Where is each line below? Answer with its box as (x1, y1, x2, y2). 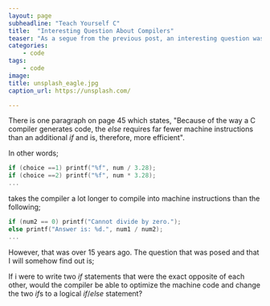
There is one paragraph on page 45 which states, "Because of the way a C (8, 116, 256, 126)
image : (8, 72, 31, 80)
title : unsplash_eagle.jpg (8, 79, 99, 87)
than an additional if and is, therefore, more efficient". (8, 133, 185, 143)
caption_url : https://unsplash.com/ (8, 86, 131, 95)
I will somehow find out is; (8, 255, 95, 266)
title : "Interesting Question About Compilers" (8, 27, 174, 35)
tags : (8, 57, 27, 65)
